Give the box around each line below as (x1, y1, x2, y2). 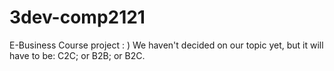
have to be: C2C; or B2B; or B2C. (9, 49, 146, 61)
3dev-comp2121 (9, 6, 146, 29)
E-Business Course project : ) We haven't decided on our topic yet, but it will (9, 39, 324, 51)
